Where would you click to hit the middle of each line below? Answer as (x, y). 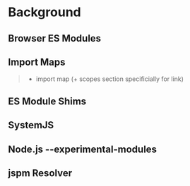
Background (44, 12)
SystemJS (31, 125)
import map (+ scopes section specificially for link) (110, 79)
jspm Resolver (40, 173)
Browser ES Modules (55, 38)
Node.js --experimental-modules (83, 149)
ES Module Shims (47, 101)
